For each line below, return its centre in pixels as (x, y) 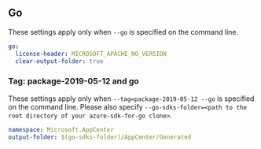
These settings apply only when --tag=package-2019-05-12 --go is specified (131, 99)
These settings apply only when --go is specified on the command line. (123, 32)
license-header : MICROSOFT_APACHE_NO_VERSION (91, 54)
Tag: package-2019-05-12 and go (74, 81)
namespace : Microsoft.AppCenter (61, 129)
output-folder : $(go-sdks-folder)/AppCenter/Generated (100, 137)
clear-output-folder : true (59, 61)
